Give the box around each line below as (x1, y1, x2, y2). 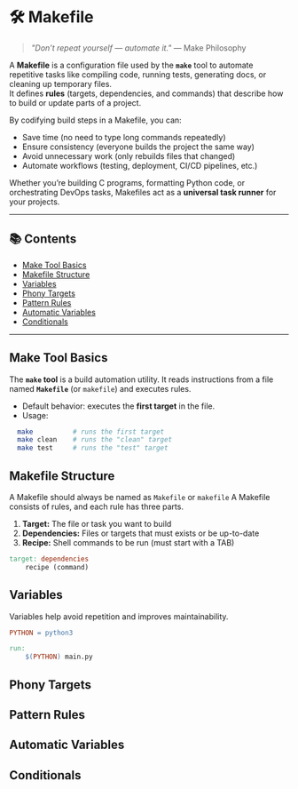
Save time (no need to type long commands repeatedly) (21, 131, 226, 142)
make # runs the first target (17, 427, 165, 436)
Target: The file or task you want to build (21, 519, 172, 529)
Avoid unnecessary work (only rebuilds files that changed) (21, 150, 236, 161)
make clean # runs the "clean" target (17, 435, 173, 444)
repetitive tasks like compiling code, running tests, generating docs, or (9, 68, 267, 80)
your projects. (9, 196, 60, 207)
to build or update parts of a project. (9, 97, 142, 108)
